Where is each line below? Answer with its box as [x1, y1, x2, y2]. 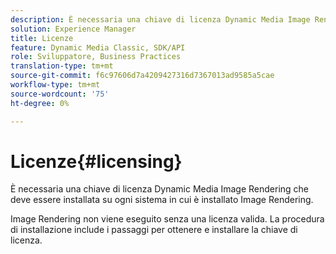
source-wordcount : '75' [10, 89, 110, 99]
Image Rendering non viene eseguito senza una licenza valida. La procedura [10, 213, 325, 225]
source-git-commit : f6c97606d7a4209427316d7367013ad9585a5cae [10, 71, 275, 81]
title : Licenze [10, 33, 74, 43]
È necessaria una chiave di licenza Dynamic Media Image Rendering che [10, 183, 310, 195]
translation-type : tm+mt [10, 61, 114, 71]
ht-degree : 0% [10, 98, 70, 108]
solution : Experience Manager [10, 24, 137, 34]
